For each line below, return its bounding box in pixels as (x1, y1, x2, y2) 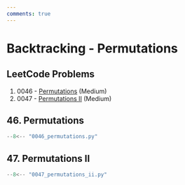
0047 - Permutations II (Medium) (16, 94, 112, 102)
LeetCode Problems (6, 68, 95, 81)
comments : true (6, 10, 51, 18)
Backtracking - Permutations (6, 40, 178, 56)
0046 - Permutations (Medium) (16, 87, 107, 95)
